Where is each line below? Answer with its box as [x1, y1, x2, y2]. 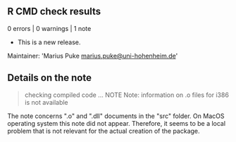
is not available [24, 98, 68, 106]
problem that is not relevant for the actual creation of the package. [7, 127, 200, 135]
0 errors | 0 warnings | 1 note [7, 24, 92, 32]
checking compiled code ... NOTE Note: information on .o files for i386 [24, 91, 229, 99]
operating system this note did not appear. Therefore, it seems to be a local [7, 119, 226, 127]
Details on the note [7, 72, 92, 84]
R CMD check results [7, 6, 101, 18]
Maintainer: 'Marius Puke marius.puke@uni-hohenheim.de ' [7, 51, 178, 60]
